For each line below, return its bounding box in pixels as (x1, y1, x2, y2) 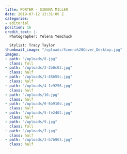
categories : (5, 16, 29, 21)
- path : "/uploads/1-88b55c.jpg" (5, 75, 73, 79)
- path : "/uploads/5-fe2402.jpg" (5, 110, 73, 115)
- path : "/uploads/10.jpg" (5, 92, 60, 97)
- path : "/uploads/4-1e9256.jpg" (5, 83, 73, 88)
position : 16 (5, 25, 32, 30)
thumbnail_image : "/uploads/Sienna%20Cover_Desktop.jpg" (5, 47, 123, 52)
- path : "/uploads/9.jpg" (5, 119, 57, 124)
